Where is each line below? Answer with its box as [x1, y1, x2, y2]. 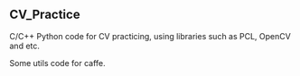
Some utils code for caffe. [9, 57, 106, 68]
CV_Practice [9, 7, 80, 22]
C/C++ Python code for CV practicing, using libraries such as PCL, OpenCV [9, 30, 291, 41]
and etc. [9, 40, 41, 51]
